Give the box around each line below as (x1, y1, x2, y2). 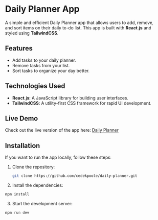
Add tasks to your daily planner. (12, 57, 76, 63)
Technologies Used (5, 82, 65, 90)
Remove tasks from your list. (12, 62, 70, 68)
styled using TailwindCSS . (5, 30, 59, 36)
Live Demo (5, 114, 38, 122)
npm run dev (5, 210, 29, 215)
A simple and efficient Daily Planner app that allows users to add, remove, (5, 20, 154, 25)
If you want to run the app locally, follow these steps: (5, 154, 112, 160)
